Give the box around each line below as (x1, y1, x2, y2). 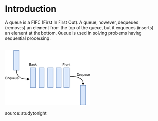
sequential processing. (5, 35, 51, 41)
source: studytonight (5, 110, 47, 116)
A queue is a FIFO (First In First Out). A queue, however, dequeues (5, 20, 138, 25)
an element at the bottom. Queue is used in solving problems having (5, 30, 142, 36)
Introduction (5, 3, 57, 15)
